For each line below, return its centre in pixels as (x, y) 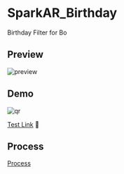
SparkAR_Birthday (62, 13)
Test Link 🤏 (23, 124)
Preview (26, 55)
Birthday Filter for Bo (37, 32)
